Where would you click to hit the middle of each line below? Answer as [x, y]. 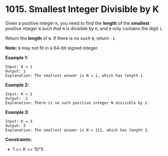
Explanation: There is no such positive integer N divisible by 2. [77, 103]
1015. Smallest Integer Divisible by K [82, 9]
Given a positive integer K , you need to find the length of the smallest [77, 23]
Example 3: [17, 112]
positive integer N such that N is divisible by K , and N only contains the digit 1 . [84, 28]
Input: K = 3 [19, 121]
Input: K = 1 [19, 67]
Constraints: [19, 139]
